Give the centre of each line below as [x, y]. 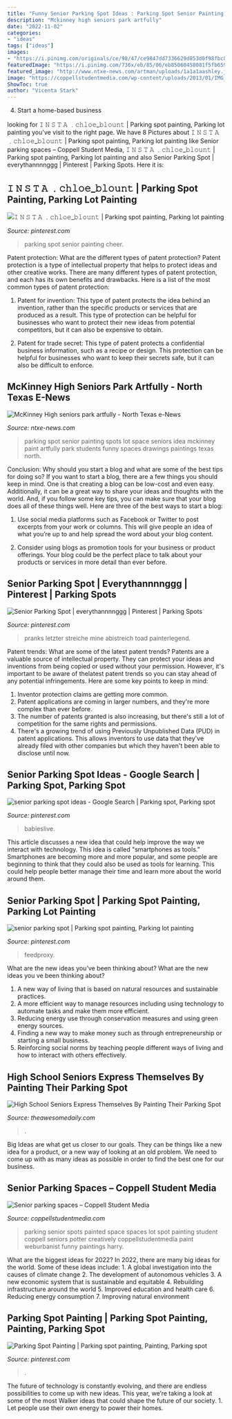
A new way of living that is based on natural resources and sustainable [118, 989]
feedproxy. [39, 955]
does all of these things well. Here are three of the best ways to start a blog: [115, 506]
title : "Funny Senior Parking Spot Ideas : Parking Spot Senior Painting [116, 13]
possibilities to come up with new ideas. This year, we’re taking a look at [110, 1393]
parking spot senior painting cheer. [74, 244]
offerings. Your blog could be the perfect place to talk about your [109, 554]
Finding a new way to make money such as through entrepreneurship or [119, 1033]
